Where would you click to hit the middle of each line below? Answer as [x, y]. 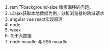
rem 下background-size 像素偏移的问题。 [52, 7]
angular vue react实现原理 [36, 19]
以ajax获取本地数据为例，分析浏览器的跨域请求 [57, 13]
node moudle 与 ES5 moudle [39, 42]
